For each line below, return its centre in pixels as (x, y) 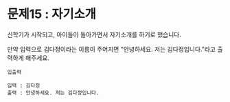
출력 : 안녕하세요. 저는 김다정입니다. (53, 93)
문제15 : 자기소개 (51, 14)
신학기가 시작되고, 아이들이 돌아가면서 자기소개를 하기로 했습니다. (94, 34)
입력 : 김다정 (24, 85)
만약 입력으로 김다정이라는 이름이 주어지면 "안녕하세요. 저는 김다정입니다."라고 (112, 49)
